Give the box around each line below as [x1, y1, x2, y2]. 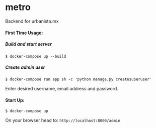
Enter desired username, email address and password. [5, 86, 118, 92]
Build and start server [5, 41, 52, 47]
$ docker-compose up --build [5, 54, 66, 59]
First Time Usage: [5, 30, 43, 36]
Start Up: [5, 97, 25, 103]
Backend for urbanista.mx [5, 18, 59, 24]
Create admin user [5, 64, 45, 70]
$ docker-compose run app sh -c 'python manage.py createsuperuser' [5, 77, 152, 82]
